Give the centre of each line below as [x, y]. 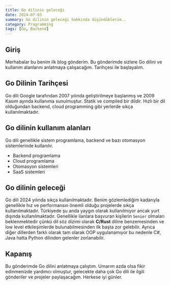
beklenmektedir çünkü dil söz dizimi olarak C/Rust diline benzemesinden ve [85, 222]
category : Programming [29, 24]
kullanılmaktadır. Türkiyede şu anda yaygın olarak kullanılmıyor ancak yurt [82, 211]
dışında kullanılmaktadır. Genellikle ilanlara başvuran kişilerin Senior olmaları [85, 216]
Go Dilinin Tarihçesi [37, 83]
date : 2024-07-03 [24, 15]
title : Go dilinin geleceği [35, 10]
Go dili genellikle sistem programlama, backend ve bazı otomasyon [75, 140]
